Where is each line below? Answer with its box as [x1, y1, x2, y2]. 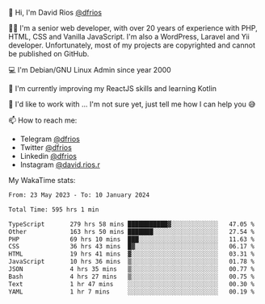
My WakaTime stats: [8, 176, 76, 185]
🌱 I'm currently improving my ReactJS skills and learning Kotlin [8, 84, 217, 93]
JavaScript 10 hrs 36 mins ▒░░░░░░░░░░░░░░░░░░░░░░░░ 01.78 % [8, 258, 254, 266]
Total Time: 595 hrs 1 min [8, 206, 99, 214]
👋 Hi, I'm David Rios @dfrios [8, 8, 103, 17]
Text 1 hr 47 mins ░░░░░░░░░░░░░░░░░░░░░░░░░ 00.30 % [8, 280, 254, 288]
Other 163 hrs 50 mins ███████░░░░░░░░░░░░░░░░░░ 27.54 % [8, 227, 254, 235]
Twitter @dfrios [19, 143, 73, 152]
